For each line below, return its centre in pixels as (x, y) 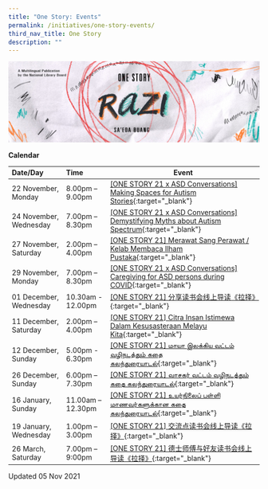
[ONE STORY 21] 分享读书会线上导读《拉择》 (185, 297)
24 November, (35, 217)
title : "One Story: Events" (55, 17)
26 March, (29, 448)
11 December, (35, 322)
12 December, (35, 350)
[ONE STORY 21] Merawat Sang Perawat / (180, 240)
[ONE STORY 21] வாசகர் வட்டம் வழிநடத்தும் (179, 375)
